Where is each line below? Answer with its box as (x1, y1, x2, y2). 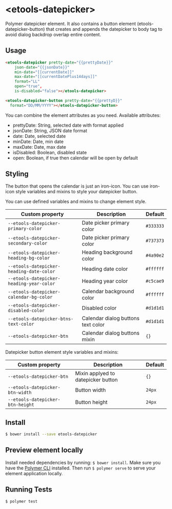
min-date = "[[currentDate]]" (14, 69, 74, 75)
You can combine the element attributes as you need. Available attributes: (5, 112, 161, 118)
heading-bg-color (8, 255, 50, 261)
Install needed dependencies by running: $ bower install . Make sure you (5, 459, 161, 465)
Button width (75, 386, 106, 394)
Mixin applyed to (75, 370, 115, 377)
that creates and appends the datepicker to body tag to (46, 26, 163, 32)
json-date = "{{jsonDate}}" (14, 65, 70, 70)
